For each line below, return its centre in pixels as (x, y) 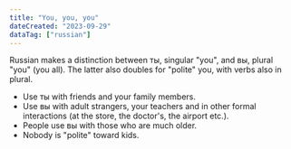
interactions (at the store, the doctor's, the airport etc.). (126, 116)
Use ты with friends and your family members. (109, 97)
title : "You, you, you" (54, 18)
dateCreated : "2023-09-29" (60, 26)
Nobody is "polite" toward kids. (81, 135)
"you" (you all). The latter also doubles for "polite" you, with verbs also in (146, 70)
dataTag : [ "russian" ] (50, 34)
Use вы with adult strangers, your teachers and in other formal (139, 107)
